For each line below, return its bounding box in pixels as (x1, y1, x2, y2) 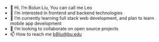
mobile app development (10, 20, 62, 26)
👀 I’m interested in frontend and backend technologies (10, 10, 123, 16)
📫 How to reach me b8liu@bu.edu (10, 31, 82, 37)
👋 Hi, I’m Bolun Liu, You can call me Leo (10, 5, 92, 10)
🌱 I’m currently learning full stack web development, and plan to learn (10, 15, 154, 21)
